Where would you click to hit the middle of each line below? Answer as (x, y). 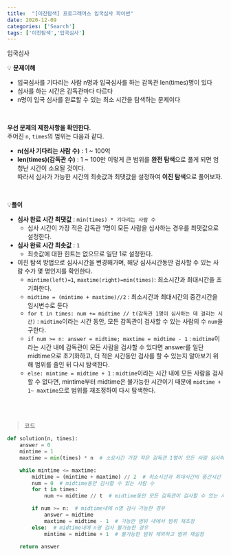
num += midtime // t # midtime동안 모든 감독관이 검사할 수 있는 (131, 496)
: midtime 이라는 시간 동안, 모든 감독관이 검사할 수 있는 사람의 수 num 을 (130, 322)
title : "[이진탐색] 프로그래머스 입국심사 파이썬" (70, 13)
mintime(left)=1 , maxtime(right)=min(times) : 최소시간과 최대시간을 (121, 280)
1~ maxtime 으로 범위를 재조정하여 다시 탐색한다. (91, 391)
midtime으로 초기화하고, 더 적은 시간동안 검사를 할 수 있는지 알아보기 (119, 356)
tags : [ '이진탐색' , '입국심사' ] (46, 33)
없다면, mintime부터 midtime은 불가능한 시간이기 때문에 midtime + (132, 382)
